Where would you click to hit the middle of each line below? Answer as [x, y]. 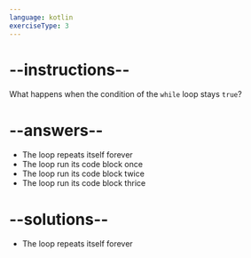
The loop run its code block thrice [84, 183]
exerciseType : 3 [39, 26]
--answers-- [56, 130]
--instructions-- [70, 70]
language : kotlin [41, 17]
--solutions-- [59, 219]
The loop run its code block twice [83, 173]
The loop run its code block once [82, 165]
